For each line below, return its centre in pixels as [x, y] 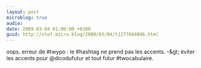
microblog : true [27, 18]
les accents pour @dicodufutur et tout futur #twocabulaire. [80, 58]
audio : [15, 23]
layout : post [23, 12]
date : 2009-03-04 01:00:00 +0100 [49, 29]
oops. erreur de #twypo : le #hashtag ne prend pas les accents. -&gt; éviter [101, 52]
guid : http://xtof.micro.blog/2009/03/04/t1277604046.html [83, 35]
